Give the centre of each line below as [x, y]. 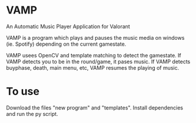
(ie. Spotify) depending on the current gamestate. [66, 44]
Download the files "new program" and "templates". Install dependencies [95, 107]
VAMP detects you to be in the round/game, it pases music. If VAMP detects [98, 61]
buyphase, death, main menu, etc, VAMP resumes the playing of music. [93, 67]
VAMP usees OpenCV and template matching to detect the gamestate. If [94, 55]
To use [23, 92]
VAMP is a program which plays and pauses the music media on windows [95, 37]
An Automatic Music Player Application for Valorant [68, 26]
